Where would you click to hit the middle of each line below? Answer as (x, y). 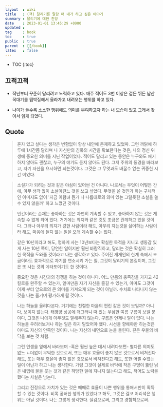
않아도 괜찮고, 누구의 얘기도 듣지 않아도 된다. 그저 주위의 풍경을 (86, 163)
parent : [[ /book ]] (26, 46)
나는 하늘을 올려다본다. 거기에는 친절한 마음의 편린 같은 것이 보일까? (81, 306)
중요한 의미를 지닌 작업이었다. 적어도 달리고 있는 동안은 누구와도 (86, 156)
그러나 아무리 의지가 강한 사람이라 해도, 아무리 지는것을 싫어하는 (84, 226)
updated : (15, 28)
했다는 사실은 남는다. (36, 377)
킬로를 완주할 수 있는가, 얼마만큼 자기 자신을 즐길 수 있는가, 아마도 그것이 (86, 283)
